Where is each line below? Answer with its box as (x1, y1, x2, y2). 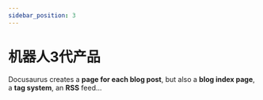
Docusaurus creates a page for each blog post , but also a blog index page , (8, 74, 255, 83)
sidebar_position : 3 (8, 11, 77, 20)
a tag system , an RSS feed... (8, 83, 102, 92)
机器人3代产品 (8, 48, 101, 65)
